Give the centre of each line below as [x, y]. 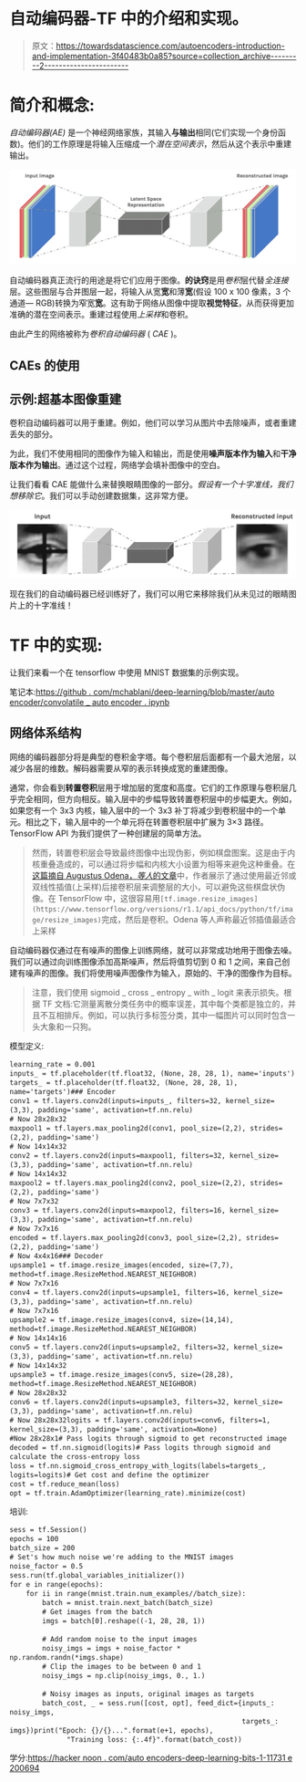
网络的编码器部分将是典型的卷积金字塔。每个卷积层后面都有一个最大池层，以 [153, 756]
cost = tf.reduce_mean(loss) [65, 1484]
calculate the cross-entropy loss [75, 1456]
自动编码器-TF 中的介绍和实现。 [129, 19]
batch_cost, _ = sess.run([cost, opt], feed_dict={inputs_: [158, 1703]
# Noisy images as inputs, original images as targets [148, 1693]
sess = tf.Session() [49, 1529]
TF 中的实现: [56, 646]
